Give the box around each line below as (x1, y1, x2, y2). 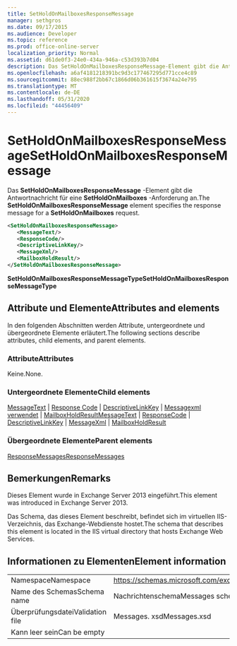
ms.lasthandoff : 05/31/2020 (7, 96, 90, 103)
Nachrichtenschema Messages (113, 591, 215, 601)
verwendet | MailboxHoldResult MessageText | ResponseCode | (7, 411, 190, 419)
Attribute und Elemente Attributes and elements (7, 302, 220, 314)
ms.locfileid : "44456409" (7, 102, 83, 109)
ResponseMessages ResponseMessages (7, 452, 125, 460)
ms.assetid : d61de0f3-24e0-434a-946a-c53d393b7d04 (7, 56, 159, 64)
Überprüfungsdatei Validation (11, 607, 107, 617)
